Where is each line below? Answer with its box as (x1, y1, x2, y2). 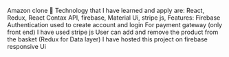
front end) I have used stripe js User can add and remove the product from (7, 28, 219, 36)
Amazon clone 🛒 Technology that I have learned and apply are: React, (7, 7, 205, 14)
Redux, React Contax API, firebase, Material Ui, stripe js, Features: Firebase (7, 14, 221, 22)
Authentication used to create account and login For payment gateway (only (7, 21, 222, 28)
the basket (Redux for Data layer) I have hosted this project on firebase (7, 35, 208, 43)
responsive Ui (7, 43, 47, 50)
